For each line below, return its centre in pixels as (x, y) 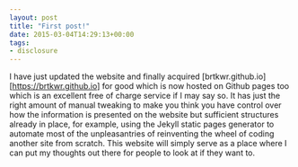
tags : (19, 43)
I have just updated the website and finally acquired (105, 76)
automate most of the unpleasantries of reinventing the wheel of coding (142, 134)
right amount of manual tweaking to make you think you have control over (145, 105)
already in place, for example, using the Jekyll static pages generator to (142, 124)
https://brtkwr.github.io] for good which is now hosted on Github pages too (151, 86)
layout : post (34, 18)
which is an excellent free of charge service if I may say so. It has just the (145, 96)
